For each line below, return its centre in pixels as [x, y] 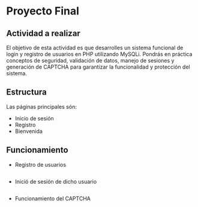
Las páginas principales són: [41, 107]
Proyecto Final [43, 11]
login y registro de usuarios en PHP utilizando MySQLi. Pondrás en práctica [99, 54]
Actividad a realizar [43, 33]
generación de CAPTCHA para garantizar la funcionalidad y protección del [98, 67]
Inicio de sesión [34, 118]
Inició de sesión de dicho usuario [56, 181]
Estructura [26, 92]
